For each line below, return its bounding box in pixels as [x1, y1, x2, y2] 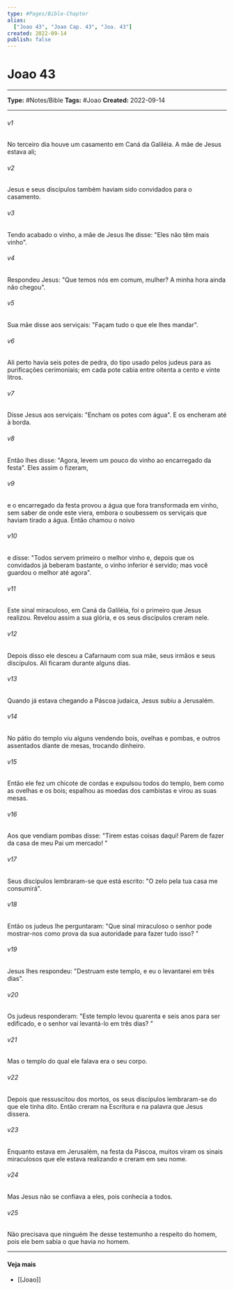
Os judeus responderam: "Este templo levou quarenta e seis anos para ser [7, 1012, 221, 1021]
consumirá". [7, 884, 42, 892]
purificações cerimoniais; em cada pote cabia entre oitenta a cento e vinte [7, 366, 221, 374]
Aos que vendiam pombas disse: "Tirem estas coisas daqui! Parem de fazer [7, 831, 224, 840]
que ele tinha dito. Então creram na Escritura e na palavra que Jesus [7, 1102, 203, 1110]
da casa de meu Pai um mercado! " [7, 839, 108, 847]
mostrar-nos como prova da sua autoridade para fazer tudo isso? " [7, 929, 199, 938]
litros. [7, 373, 24, 382]
